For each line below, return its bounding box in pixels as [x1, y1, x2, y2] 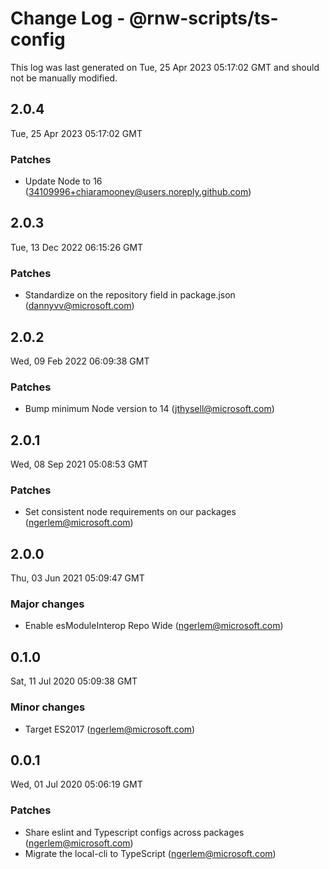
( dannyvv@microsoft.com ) [24, 300, 135, 312]
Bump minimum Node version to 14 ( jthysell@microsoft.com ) [24, 403, 275, 415]
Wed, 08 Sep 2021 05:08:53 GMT [10, 458, 149, 471]
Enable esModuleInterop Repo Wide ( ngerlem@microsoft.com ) [24, 620, 284, 632]
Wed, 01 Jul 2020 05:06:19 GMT [10, 778, 143, 791]
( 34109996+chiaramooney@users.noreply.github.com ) [24, 186, 252, 198]
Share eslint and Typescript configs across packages [24, 826, 245, 838]
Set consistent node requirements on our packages [24, 506, 237, 518]
